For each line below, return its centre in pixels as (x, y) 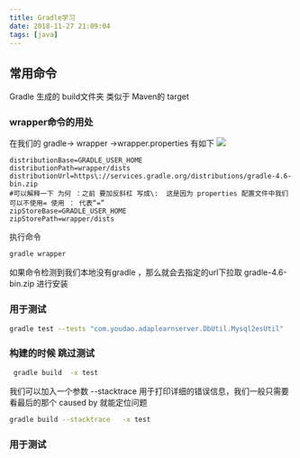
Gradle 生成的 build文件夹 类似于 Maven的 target (99, 96)
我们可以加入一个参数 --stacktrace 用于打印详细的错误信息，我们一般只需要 (150, 391)
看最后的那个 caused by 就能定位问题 (78, 402)
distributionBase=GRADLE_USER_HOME (76, 160)
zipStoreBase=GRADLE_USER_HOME (68, 211)
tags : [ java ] (34, 34)
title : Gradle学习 (42, 18)
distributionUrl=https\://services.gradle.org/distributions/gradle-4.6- (151, 177)
